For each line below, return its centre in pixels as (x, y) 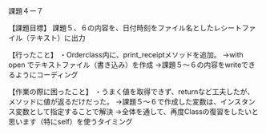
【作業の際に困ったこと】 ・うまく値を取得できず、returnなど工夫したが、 (131, 92)
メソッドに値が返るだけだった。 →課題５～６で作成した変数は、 (115, 102)
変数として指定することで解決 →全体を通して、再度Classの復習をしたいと (137, 112)
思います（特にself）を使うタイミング (71, 122)
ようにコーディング (46, 75)
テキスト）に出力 (57, 38)
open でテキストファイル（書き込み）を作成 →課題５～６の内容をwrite (125, 65)
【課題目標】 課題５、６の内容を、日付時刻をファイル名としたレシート (125, 28)
